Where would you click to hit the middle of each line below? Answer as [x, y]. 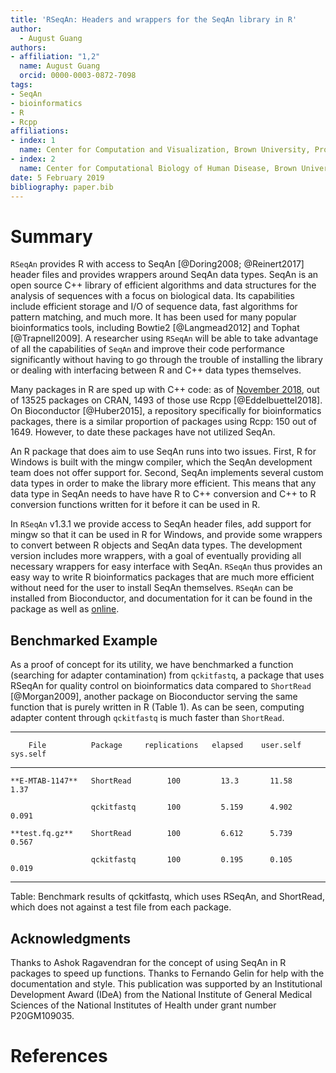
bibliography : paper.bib [62, 187]
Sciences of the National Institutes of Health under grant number [143, 1005]
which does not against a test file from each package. [121, 907]
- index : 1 [33, 141]
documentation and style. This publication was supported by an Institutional [166, 983]
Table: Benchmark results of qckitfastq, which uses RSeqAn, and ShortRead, [167, 897]
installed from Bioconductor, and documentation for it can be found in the [161, 598]
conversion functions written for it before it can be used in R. [135, 505]
